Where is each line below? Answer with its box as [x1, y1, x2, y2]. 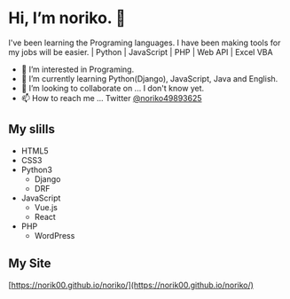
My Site [8, 256, 51, 271]
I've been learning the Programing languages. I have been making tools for [8, 37, 281, 48]
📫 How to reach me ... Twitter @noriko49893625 [20, 92, 202, 103]
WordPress [34, 230, 75, 240]
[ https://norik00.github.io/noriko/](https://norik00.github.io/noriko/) [8, 279, 255, 290]
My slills [8, 122, 55, 137]
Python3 [20, 164, 52, 175]
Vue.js [34, 201, 59, 212]
